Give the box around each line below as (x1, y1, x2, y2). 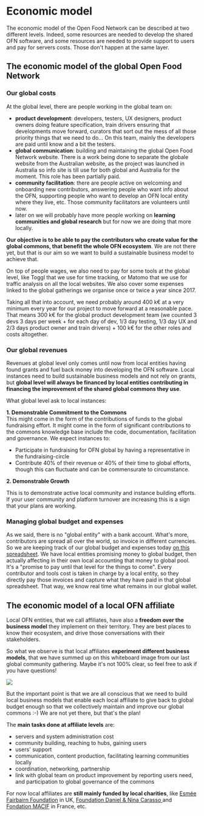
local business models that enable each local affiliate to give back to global (6, 696, 194, 704)
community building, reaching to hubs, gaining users (15, 739, 147, 747)
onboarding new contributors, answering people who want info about (15, 185, 189, 192)
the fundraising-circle (15, 452, 70, 460)
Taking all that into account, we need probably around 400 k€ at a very (6, 298, 184, 305)
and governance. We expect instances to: (6, 434, 110, 441)
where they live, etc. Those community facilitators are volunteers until (15, 199, 190, 206)
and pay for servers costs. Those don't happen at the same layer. (6, 44, 170, 51)
